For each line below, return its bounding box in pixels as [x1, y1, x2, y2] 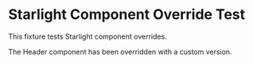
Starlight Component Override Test [8, 6, 246, 24]
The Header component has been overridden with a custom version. [8, 47, 232, 56]
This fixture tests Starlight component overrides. [8, 32, 167, 41]
